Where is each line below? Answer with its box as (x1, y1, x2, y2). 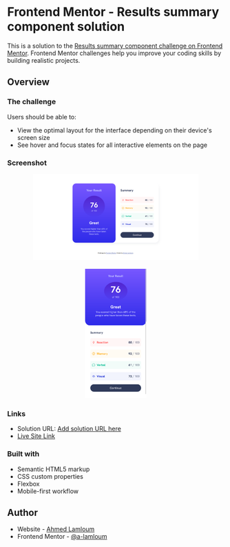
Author (7, 506, 38, 518)
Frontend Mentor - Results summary (7, 4, 220, 20)
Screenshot (7, 158, 47, 168)
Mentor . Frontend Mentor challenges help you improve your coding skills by (7, 49, 222, 57)
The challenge (7, 97, 56, 107)
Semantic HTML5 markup (17, 465, 90, 473)
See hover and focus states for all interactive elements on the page (17, 141, 208, 149)
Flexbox (17, 479, 40, 488)
